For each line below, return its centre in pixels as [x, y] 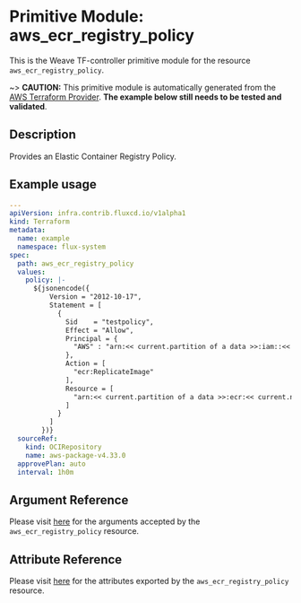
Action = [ [86, 364]
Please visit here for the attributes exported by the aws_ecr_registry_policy [149, 581]
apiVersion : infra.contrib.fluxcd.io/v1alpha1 [98, 214]
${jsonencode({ [61, 289]
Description [43, 135]
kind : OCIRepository [64, 447]
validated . [28, 106]
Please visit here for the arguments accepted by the [105, 521]
